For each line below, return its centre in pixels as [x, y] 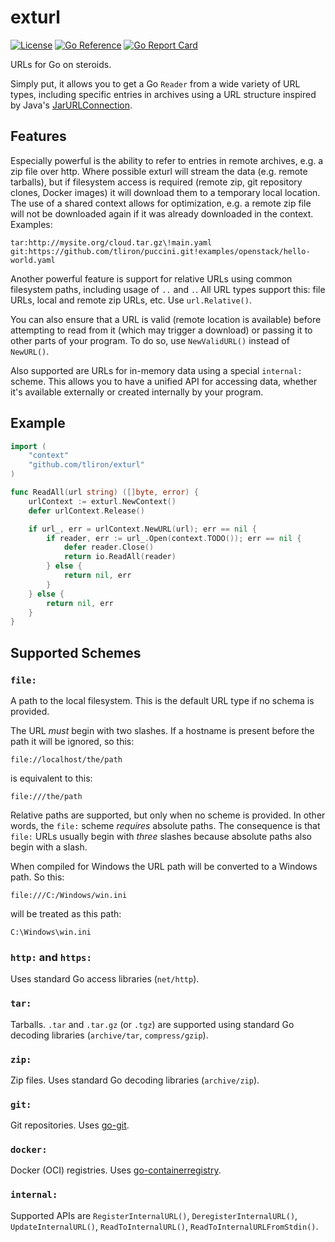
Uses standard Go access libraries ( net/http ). [105, 979]
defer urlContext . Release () [86, 511]
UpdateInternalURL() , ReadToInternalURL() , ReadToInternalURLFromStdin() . [164, 1226]
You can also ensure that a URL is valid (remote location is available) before [166, 319]
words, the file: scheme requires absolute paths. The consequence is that [165, 825]
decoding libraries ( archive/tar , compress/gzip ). [109, 1035]
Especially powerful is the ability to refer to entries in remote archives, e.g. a [167, 160]
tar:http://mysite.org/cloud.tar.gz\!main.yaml [111, 242]
